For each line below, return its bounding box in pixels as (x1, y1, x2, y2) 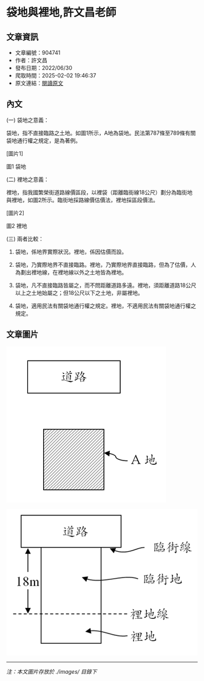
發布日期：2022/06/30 (15, 65, 73, 71)
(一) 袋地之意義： (6, 116, 50, 124)
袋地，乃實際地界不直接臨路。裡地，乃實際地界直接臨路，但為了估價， (15, 261, 191, 268)
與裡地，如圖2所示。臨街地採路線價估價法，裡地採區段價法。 (6, 196, 159, 203)
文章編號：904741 (15, 49, 61, 56)
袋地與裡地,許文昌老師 (6, 5, 117, 19)
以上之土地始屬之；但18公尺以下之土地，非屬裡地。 (15, 289, 144, 296)
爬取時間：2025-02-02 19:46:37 (15, 72, 97, 79)
